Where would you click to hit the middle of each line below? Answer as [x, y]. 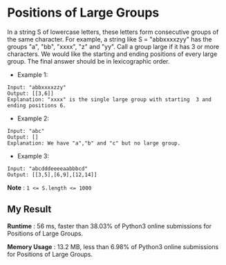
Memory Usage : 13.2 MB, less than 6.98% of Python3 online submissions [113, 246]
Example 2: [33, 118]
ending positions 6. [37, 105]
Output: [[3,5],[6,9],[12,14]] [52, 174]
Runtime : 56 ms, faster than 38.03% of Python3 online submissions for [110, 226]
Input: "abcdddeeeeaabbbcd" [48, 168]
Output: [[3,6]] [30, 93]
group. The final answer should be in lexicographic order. [89, 61]
